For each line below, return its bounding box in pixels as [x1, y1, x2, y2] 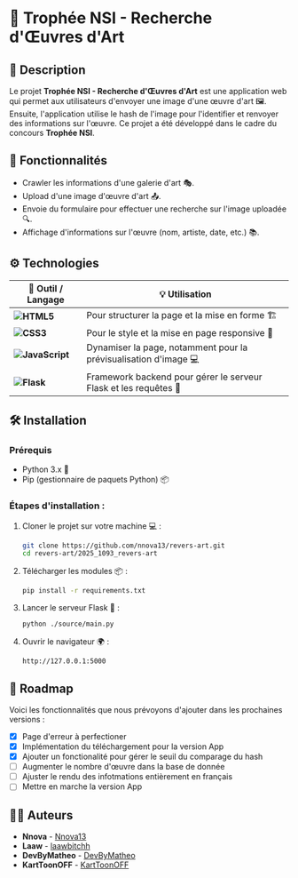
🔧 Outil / [27, 282, 64, 294]
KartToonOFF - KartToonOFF [21, 859, 129, 870]
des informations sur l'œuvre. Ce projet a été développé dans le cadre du [9, 118, 278, 128]
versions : [9, 714, 45, 724]
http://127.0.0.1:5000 [21, 657, 106, 666]
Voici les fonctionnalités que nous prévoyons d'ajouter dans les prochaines [9, 704, 283, 714]
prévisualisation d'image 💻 [86, 353, 200, 365]
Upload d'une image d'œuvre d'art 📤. [21, 190, 161, 201]
